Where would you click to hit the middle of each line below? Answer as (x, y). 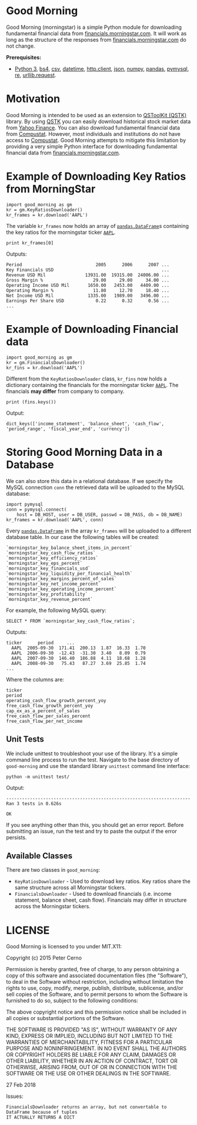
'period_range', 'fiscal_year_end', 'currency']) (68, 429)
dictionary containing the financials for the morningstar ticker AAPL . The (92, 385)
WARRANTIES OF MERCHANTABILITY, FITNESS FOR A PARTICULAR (89, 1042)
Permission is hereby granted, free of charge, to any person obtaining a (93, 970)
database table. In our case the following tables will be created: (83, 537)
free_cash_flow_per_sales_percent (49, 716)
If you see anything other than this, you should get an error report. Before (95, 825)
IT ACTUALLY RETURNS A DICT (41, 1117)
